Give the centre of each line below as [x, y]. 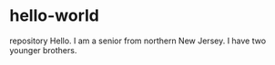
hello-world [55, 16]
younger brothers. [43, 50]
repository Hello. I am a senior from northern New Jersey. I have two [138, 41]
